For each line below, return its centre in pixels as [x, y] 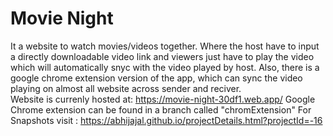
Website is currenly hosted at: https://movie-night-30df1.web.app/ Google [163, 99]
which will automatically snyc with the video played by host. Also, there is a [165, 67]
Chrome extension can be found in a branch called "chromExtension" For [161, 109]
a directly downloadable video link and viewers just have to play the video [162, 56]
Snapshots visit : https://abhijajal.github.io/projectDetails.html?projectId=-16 [166, 120]
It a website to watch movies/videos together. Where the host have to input [165, 46]
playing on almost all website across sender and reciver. [126, 88]
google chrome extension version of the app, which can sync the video [156, 78]
